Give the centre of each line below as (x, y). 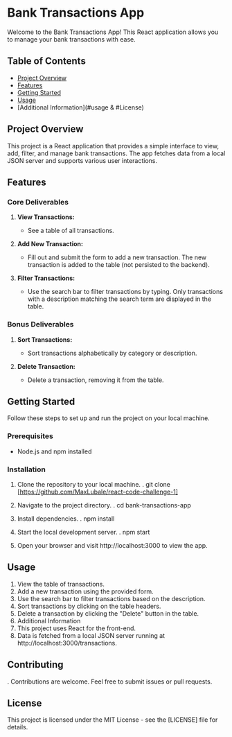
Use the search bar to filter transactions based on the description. (111, 598)
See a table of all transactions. (71, 231)
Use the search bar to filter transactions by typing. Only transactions (125, 292)
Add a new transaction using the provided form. (85, 591)
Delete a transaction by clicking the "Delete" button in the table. (108, 613)
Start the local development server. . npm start (83, 532)
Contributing (35, 665)
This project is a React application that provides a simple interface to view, (113, 146)
